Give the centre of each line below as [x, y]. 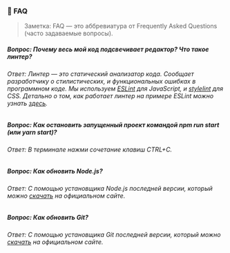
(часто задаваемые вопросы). [68, 33]
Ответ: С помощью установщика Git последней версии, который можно [114, 235]
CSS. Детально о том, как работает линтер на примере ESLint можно [111, 96]
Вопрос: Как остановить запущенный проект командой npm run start [113, 124]
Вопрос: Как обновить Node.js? [55, 171]
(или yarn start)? [32, 132]
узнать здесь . [28, 104]
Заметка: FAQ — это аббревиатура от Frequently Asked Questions [121, 26]
